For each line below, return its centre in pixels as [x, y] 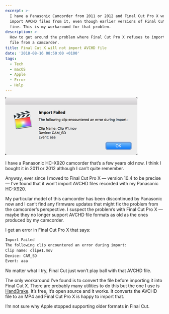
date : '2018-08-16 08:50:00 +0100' [43, 53]
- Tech [17, 64]
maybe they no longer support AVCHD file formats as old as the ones [77, 215]
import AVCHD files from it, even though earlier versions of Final [83, 21]
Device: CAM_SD [21, 256]
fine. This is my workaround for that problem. [61, 27]
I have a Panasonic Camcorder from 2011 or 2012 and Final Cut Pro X [84, 16]
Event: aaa [17, 261]
